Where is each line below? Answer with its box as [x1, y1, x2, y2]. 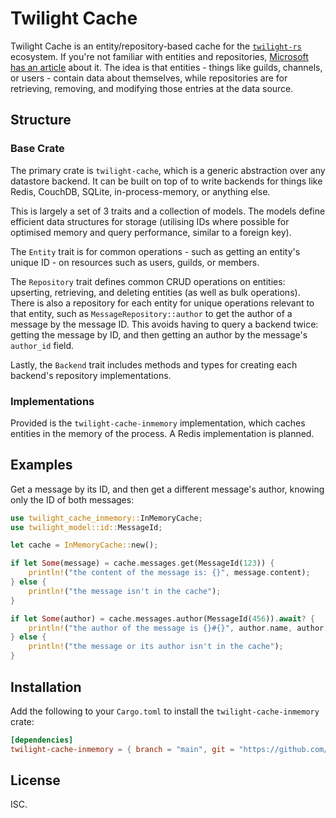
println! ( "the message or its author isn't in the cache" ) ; [28, 642, 284, 652]
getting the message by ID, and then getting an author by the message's [10, 328, 308, 341]
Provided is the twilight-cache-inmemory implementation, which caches [10, 417, 306, 429]
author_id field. [10, 339, 75, 351]
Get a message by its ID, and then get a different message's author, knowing [10, 483, 325, 495]
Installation [10, 678, 82, 696]
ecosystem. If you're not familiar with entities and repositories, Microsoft [10, 50, 309, 62]
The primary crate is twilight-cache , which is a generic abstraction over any [10, 164, 326, 176]
